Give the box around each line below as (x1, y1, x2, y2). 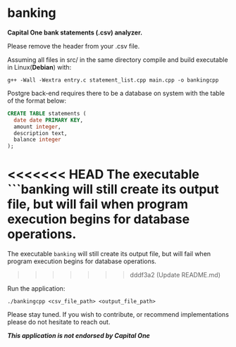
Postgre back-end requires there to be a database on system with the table (7, 89, 225, 97)
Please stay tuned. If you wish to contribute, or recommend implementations (7, 310, 229, 319)
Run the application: (7, 284, 66, 293)
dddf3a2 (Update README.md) (130, 271, 221, 279)
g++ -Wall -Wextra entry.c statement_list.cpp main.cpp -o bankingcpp (7, 76, 219, 84)
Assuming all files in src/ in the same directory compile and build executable (7, 55, 228, 64)
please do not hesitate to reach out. (7, 318, 111, 327)
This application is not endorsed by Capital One (7, 332, 150, 340)
